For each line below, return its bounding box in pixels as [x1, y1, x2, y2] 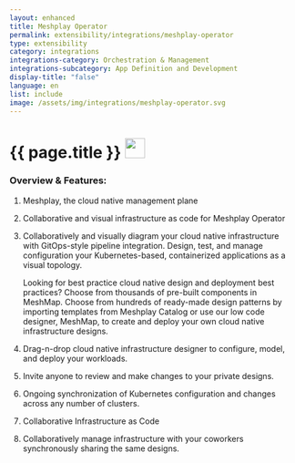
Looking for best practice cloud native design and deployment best [22, 277, 275, 288]
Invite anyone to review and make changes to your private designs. [22, 370, 275, 381]
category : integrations [9, 47, 100, 57]
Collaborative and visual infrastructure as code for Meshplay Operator [22, 212, 286, 223]
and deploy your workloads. [22, 353, 128, 364]
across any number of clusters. [22, 397, 140, 408]
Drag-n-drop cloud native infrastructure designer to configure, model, [22, 343, 285, 354]
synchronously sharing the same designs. [22, 443, 180, 454]
